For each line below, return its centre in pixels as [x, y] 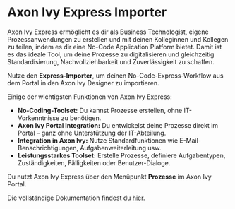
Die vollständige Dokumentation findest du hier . [76, 198]
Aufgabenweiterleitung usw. [121, 148]
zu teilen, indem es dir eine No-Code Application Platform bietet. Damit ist [115, 47]
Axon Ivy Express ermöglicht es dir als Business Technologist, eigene [108, 32]
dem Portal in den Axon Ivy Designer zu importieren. [84, 83]
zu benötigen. [81, 118]
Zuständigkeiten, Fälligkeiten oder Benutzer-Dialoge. [94, 162]
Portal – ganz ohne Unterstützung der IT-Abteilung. [92, 133]
